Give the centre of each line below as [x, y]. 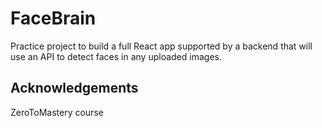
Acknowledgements [74, 88]
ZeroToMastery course [57, 112]
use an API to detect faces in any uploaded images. [116, 56]
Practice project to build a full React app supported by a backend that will [161, 46]
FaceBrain [53, 18]
